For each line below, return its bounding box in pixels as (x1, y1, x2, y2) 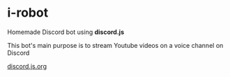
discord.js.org (7, 62, 47, 70)
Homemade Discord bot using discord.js (7, 28, 124, 36)
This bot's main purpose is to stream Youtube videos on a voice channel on (7, 41, 224, 49)
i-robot (7, 5, 49, 21)
